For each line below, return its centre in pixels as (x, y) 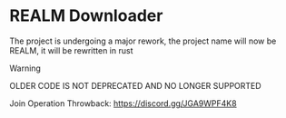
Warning (25, 68)
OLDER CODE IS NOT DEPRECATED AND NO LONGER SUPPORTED (135, 85)
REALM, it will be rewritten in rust (71, 50)
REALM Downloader (86, 16)
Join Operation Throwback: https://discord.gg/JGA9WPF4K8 (123, 103)
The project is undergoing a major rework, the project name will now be (143, 41)
